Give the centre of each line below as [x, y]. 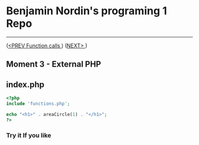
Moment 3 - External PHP [54, 64]
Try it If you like [29, 135]
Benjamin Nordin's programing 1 [87, 11]
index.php [25, 84]
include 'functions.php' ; [38, 104]
